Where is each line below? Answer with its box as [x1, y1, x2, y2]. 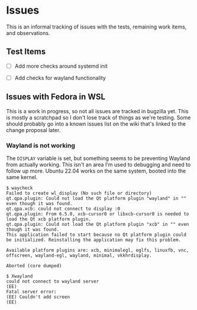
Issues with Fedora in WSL [6, 92, 105, 102]
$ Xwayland [6, 273, 33, 279]
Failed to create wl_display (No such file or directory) [6, 190, 152, 196]
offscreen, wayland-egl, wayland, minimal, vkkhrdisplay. [6, 253, 152, 258]
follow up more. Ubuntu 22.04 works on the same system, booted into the [6, 167, 186, 174]
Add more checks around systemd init [14, 62, 108, 69]
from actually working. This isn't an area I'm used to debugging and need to [6, 161, 191, 168]
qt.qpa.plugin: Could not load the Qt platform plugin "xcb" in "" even [6, 221, 189, 227]
